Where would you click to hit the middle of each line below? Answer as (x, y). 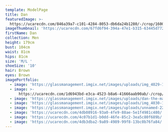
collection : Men (22, 38)
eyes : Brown (17, 75)
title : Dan (16, 15)
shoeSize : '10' (21, 66)
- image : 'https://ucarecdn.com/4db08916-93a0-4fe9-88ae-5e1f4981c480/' (87, 113)
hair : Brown (17, 71)
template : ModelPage (27, 10)
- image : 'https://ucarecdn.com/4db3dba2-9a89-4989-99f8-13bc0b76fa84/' (87, 122)
